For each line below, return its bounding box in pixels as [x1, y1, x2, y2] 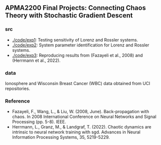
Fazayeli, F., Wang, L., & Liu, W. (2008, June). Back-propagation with [12, 109, 149, 115]
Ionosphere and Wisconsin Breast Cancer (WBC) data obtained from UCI [5, 80, 150, 86]
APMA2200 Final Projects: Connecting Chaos [5, 4, 146, 12]
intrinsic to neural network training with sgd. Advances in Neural [12, 129, 141, 135]
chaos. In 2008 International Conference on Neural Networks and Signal [12, 114, 157, 120]
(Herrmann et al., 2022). [12, 58, 61, 63]
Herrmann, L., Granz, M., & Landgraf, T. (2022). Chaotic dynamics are [12, 124, 152, 130]
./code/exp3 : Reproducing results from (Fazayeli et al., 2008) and [12, 52, 143, 58]
